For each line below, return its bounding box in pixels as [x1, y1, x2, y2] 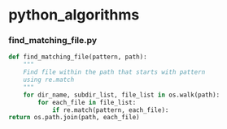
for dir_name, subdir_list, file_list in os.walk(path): [23, 91, 220, 99]
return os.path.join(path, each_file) [8, 114, 140, 122]
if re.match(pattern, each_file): [51, 105, 169, 114]
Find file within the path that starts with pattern [23, 68, 206, 76]
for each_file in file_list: [37, 98, 137, 106]
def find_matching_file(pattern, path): [8, 53, 148, 62]
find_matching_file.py [8, 35, 98, 46]
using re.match [23, 75, 75, 84]
